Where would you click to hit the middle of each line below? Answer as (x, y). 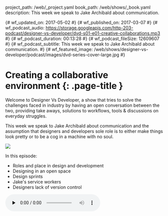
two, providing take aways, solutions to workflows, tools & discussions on (82, 110)
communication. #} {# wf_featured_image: (49, 49)
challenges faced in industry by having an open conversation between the (82, 105)
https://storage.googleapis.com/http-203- (89, 28)
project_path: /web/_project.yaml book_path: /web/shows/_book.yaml (78, 7)
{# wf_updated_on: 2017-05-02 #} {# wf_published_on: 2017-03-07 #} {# (81, 23)
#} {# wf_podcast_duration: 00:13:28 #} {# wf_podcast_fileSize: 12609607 (82, 38)
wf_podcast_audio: (25, 28)
